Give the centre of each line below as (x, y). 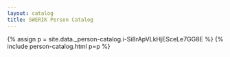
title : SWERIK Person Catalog (50, 20)
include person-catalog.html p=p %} (59, 46)
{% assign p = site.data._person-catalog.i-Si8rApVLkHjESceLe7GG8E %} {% (115, 39)
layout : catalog (30, 13)
